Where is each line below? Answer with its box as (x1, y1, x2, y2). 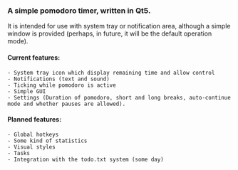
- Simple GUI (7, 87, 46, 95)
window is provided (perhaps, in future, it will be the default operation (7, 29, 212, 38)
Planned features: (7, 115, 62, 124)
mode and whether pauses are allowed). (7, 100, 126, 107)
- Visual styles (7, 143, 56, 151)
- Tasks (7, 149, 31, 156)
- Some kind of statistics (7, 137, 88, 144)
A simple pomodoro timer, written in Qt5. (7, 6, 151, 16)
